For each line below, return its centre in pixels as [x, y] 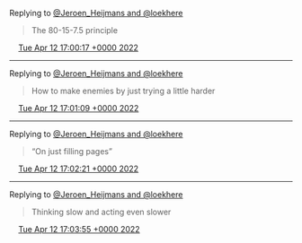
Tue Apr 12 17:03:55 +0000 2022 [79, 229]
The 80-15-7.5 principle [75, 30]
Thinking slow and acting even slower [101, 212]
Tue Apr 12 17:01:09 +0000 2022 [78, 108]
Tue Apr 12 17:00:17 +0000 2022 [78, 48]
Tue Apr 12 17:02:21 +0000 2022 [78, 169]
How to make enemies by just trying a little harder [123, 91]
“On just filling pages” [71, 151]
